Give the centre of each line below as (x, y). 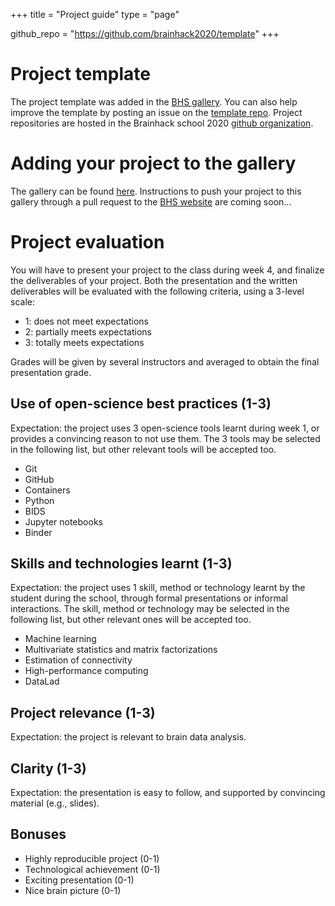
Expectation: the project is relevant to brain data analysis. (128, 737)
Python (39, 500)
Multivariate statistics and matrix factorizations (121, 650)
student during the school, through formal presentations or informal (149, 598)
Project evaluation (87, 242)
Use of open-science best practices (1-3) (141, 404)
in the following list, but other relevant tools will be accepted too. (143, 449)
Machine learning (60, 639)
